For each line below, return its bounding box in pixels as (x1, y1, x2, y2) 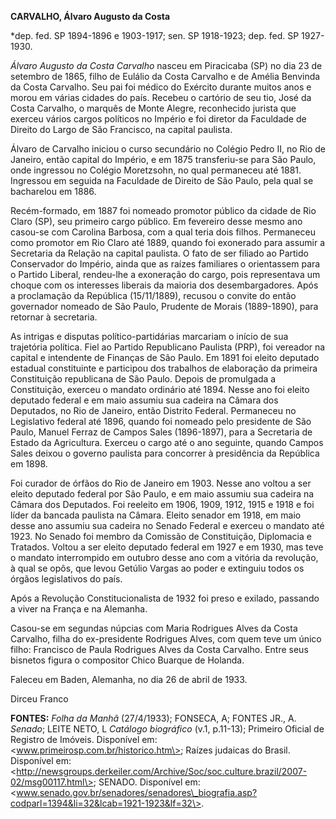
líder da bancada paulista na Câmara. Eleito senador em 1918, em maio (10, 509, 302, 521)
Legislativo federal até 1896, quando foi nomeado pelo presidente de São (10, 416, 312, 427)
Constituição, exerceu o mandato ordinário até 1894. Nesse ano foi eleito (10, 384, 310, 395)
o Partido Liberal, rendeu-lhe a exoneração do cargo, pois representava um (10, 269, 321, 280)
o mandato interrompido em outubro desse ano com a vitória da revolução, (10, 552, 319, 563)
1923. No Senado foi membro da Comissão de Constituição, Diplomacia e (10, 531, 312, 542)
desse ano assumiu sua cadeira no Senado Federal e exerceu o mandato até (10, 520, 325, 531)
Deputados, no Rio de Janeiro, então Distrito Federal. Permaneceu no (10, 405, 297, 416)
